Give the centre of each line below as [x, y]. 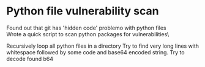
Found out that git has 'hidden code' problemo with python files [86, 28]
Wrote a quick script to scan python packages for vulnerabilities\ [88, 34]
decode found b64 [30, 59]
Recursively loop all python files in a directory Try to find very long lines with [103, 46]
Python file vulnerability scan [83, 11]
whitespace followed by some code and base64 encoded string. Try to [95, 52]
